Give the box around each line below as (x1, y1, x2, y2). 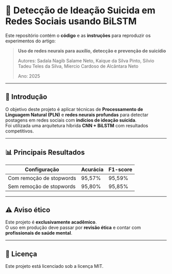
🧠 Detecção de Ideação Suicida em (5, 5, 156, 16)
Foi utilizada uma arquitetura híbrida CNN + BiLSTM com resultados (5, 122, 148, 128)
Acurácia (81, 166, 104, 173)
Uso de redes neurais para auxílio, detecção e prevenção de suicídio (17, 48, 166, 54)
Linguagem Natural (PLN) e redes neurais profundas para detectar (5, 111, 148, 118)
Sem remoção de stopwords (8, 182, 76, 190)
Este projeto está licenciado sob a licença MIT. (5, 263, 104, 269)
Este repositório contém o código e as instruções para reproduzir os (5, 32, 151, 38)
